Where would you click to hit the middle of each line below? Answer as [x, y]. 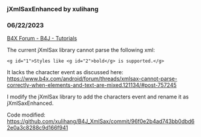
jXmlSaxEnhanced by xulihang [53, 9]
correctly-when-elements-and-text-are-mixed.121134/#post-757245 [92, 85]
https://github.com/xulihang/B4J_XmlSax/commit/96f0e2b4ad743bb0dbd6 [101, 121]
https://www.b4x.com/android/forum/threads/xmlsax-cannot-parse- [92, 79]
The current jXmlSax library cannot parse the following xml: [81, 50]
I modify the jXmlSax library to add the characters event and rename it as [98, 97]
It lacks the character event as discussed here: [65, 72]
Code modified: [26, 115]
